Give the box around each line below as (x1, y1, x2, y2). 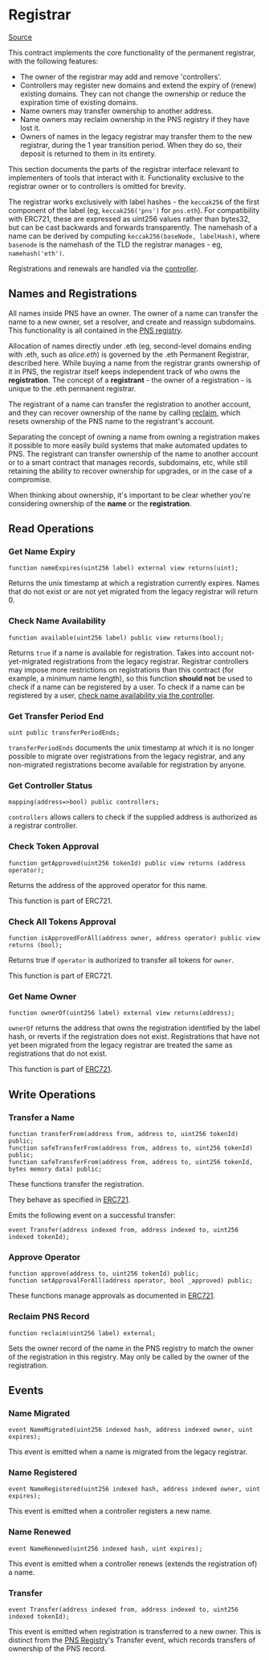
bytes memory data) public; (8, 1165, 103, 1173)
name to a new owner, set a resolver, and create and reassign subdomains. (8, 317, 257, 326)
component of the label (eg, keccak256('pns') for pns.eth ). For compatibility (8, 205, 260, 215)
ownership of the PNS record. (8, 1644, 107, 1654)
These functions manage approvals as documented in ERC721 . (8, 1291, 215, 1301)
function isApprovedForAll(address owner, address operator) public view (8, 934, 261, 942)
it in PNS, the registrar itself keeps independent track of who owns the (8, 366, 241, 376)
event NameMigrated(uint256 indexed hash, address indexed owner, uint (8, 1426, 253, 1434)
